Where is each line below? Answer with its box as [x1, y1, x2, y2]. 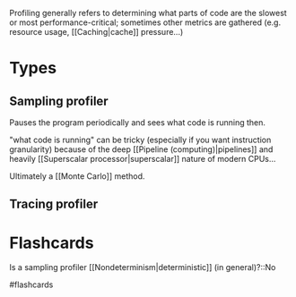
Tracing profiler [9, 197, 99, 212]
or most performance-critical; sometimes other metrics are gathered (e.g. [9, 17, 281, 28]
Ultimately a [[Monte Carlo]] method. [9, 171, 145, 182]
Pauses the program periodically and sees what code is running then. [9, 117, 266, 128]
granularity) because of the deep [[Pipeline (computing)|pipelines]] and [9, 144, 274, 155]
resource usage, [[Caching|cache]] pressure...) [9, 27, 184, 37]
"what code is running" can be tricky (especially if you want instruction [9, 134, 272, 145]
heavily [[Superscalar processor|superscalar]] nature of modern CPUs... [9, 154, 276, 164]
